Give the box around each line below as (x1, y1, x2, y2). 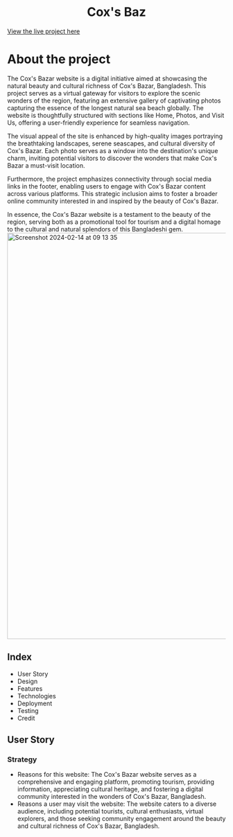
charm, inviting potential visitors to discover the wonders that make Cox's (7, 154, 217, 162)
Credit (17, 714, 35, 722)
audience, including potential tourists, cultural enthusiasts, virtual (17, 807, 204, 816)
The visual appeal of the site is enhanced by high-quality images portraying (7, 132, 223, 140)
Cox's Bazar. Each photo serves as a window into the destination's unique (7, 146, 218, 155)
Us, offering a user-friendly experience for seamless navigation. (7, 118, 190, 127)
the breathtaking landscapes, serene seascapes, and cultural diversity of (7, 139, 216, 148)
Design (17, 677, 38, 685)
